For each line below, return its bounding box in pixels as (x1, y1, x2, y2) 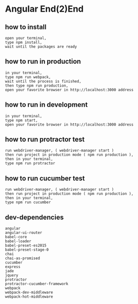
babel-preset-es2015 (5, 243, 47, 248)
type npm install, (5, 40, 42, 45)
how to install (5, 23, 47, 31)
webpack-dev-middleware (5, 290, 53, 295)
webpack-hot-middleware (5, 294, 53, 299)
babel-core (5, 235, 27, 240)
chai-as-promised (5, 256, 40, 261)
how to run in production (5, 57, 81, 66)
